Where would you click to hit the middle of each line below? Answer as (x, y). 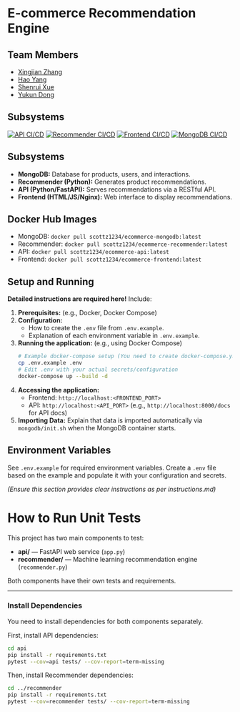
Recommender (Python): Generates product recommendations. (112, 182)
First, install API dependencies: (53, 635)
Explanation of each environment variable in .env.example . (114, 336)
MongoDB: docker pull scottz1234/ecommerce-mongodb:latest (109, 237)
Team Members (43, 55)
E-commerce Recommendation (102, 13)
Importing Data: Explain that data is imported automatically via (110, 420)
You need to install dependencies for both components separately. (105, 621)
